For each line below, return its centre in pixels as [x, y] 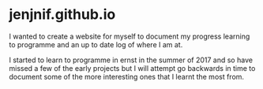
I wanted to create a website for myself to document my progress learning [130, 36]
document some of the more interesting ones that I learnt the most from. [126, 76]
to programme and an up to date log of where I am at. [96, 44]
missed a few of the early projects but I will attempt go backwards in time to [132, 68]
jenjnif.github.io [62, 15]
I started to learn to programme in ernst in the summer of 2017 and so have [131, 60]
